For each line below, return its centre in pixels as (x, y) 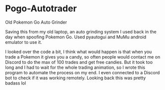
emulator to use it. (24, 42)
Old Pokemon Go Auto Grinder (36, 22)
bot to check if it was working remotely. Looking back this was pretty (76, 78)
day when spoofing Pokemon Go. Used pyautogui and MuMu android (76, 37)
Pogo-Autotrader (41, 9)
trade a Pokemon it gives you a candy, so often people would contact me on (83, 57)
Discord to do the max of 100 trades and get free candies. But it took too (79, 62)
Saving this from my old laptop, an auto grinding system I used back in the (81, 31)
